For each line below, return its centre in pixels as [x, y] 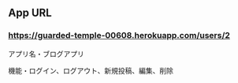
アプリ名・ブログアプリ [46, 54]
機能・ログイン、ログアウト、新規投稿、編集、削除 [91, 70]
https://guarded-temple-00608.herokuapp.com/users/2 [119, 36]
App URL [30, 13]
